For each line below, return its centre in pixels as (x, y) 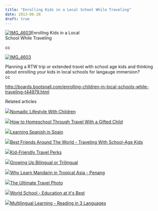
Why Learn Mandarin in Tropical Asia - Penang (58, 173)
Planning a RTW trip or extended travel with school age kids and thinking (79, 67)
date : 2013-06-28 (23, 14)
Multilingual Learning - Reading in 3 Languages (58, 203)
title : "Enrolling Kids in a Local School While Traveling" (68, 10)
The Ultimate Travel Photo (37, 183)
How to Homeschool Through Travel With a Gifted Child (67, 122)
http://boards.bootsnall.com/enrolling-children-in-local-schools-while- (77, 87)
